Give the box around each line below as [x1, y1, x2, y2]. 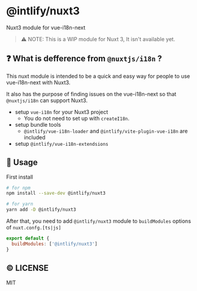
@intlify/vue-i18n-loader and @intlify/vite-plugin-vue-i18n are [23, 127, 188, 134]
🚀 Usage [6, 157, 38, 168]
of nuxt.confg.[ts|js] [6, 224, 62, 231]
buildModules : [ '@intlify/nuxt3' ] [11, 241, 98, 247]
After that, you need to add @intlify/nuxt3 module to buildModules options [6, 218, 192, 225]
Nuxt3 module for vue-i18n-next [6, 24, 86, 31]
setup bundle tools [14, 121, 61, 128]
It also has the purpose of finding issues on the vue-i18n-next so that [6, 90, 177, 97]
